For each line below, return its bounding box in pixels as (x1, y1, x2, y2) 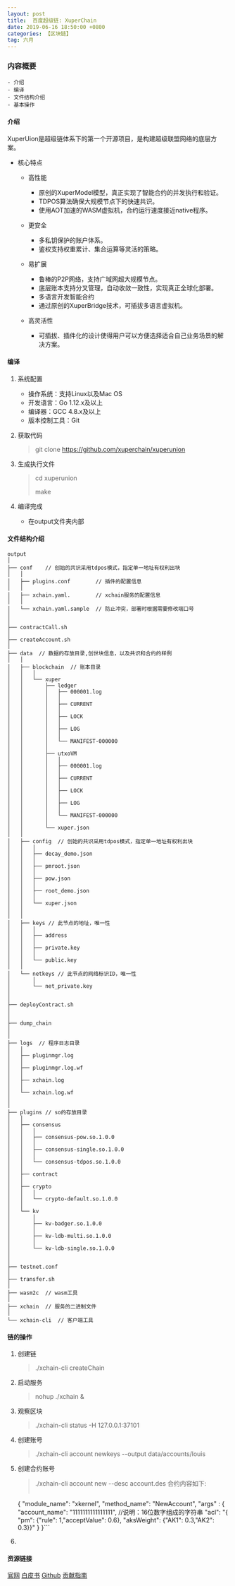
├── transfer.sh (7, 1276, 55, 1283)
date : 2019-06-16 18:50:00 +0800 (7, 23, 106, 30)
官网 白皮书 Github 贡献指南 (7, 1571, 88, 1580)
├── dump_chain (7, 1020, 52, 1027)
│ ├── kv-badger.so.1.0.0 (7, 1220, 102, 1227)
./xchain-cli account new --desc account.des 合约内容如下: (34, 1479, 207, 1488)
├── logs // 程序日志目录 (7, 1039, 80, 1047)
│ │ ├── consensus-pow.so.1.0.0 (7, 1134, 115, 1141)
